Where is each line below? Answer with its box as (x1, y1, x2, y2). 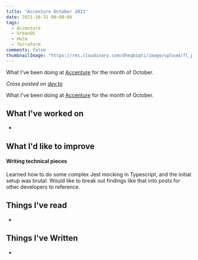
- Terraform (11, 42, 41, 48)
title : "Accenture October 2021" (6, 8, 88, 15)
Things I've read (6, 200, 67, 210)
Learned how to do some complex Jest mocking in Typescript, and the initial (6, 171, 192, 178)
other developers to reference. (6, 183, 81, 190)
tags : (6, 19, 19, 25)
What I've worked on (6, 108, 84, 119)
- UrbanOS (11, 31, 35, 37)
